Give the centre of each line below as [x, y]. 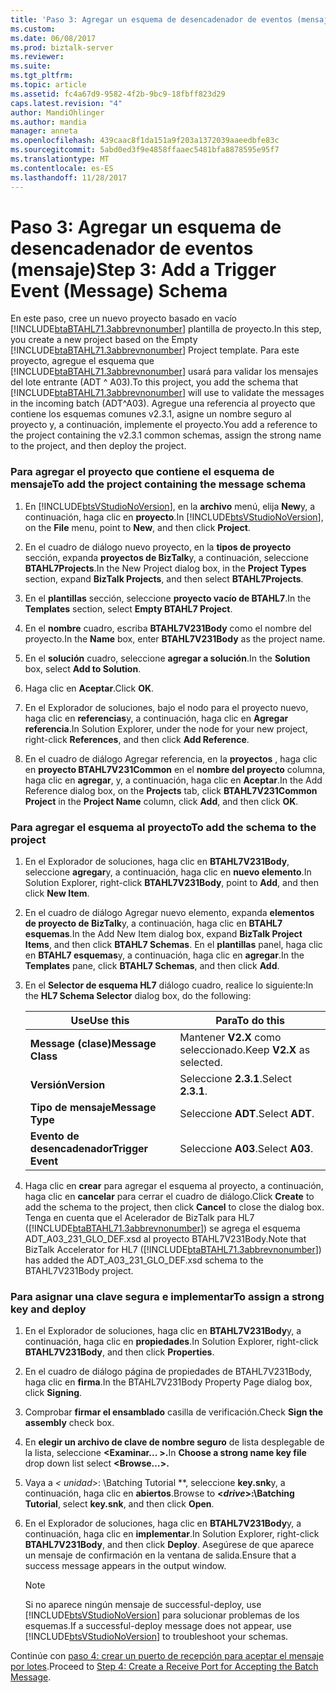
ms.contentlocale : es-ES [62, 168]
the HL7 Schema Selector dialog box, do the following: [138, 996]
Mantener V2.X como [230, 1038]
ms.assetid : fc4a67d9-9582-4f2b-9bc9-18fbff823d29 [118, 94]
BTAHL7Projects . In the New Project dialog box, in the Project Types [165, 568]
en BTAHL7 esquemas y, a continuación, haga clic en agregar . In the [164, 955]
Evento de [54, 1136]
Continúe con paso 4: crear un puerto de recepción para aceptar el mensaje [167, 1656]
